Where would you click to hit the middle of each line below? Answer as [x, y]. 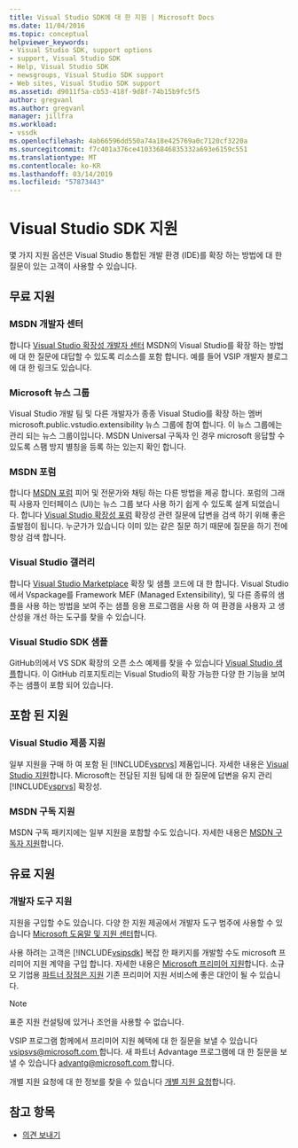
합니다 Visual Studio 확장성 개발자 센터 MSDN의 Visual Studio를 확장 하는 [138, 345]
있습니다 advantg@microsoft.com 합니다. [101, 1062]
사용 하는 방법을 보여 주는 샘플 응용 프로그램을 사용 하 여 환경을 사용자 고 [151, 605]
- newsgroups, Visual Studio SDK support [87, 75]
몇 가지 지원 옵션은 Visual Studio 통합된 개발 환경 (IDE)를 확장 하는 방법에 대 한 [145, 255]
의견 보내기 [41, 1135]
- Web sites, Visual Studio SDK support [85, 83]
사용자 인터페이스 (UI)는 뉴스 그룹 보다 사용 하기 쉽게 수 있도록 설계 [134, 504]
